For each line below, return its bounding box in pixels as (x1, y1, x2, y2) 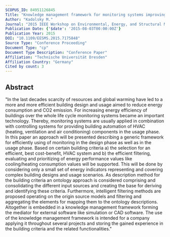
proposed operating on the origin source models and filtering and (5, 193, 142, 199)
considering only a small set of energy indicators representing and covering (5, 166, 163, 173)
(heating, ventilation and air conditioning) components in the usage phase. (5, 128, 160, 134)
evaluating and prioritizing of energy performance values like (5, 155, 133, 161)
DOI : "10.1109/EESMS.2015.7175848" (5, 36, 80, 41)
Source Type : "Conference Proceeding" (5, 41, 87, 46)
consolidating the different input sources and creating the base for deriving (5, 182, 162, 188)
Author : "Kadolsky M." (5, 17, 53, 22)
